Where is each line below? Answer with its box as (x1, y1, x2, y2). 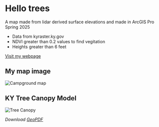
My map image (5, 67, 51, 76)
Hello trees (5, 3, 50, 14)
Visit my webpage (5, 53, 41, 59)
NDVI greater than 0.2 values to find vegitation (12, 38, 106, 44)
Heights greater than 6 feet (12, 44, 67, 49)
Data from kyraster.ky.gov (12, 33, 64, 39)
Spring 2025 (5, 24, 30, 30)
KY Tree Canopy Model (5, 94, 77, 102)
